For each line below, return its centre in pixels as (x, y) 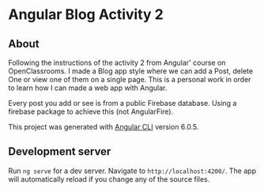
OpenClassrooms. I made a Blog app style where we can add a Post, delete (131, 71)
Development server (60, 152)
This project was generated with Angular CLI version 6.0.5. (104, 127)
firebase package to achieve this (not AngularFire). (91, 111)
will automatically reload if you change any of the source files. (109, 179)
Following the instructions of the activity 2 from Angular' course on (117, 62)
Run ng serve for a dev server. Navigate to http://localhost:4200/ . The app (132, 171)
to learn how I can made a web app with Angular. (88, 88)
